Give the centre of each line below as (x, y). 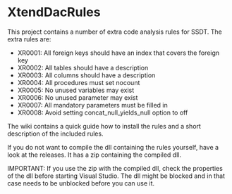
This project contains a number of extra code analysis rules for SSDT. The (115, 32)
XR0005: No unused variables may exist (76, 90)
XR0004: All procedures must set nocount (79, 82)
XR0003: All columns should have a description (86, 75)
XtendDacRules (54, 12)
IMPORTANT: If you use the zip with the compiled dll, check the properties (115, 168)
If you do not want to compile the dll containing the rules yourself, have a (113, 147)
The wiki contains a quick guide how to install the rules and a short (104, 126)
